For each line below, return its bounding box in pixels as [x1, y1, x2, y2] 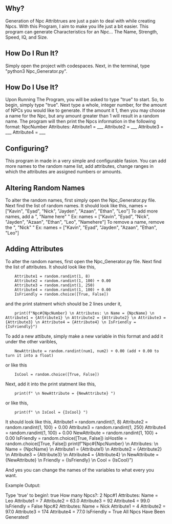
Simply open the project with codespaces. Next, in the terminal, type [5, 63, 150, 69]
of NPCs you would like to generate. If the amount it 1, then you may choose [5, 107, 165, 113]
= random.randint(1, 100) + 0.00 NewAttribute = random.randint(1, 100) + [5, 430, 158, 436]
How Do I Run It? [5, 49, 59, 58]
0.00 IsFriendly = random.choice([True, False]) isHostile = [5, 435, 127, 441]
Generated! [5, 514, 29, 520]
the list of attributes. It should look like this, [5, 264, 96, 270]
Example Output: [5, 482, 41, 488]
